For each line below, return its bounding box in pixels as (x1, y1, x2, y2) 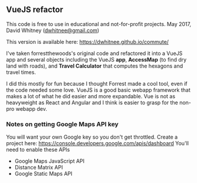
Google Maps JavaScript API (14, 158, 85, 165)
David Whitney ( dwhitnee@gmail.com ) (6, 27, 100, 34)
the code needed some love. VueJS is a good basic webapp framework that (6, 86, 191, 94)
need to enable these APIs (6, 146, 70, 153)
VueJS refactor (6, 5, 64, 15)
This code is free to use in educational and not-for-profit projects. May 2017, (6, 20, 192, 27)
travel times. (6, 68, 37, 76)
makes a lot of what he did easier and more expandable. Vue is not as (6, 92, 176, 99)
